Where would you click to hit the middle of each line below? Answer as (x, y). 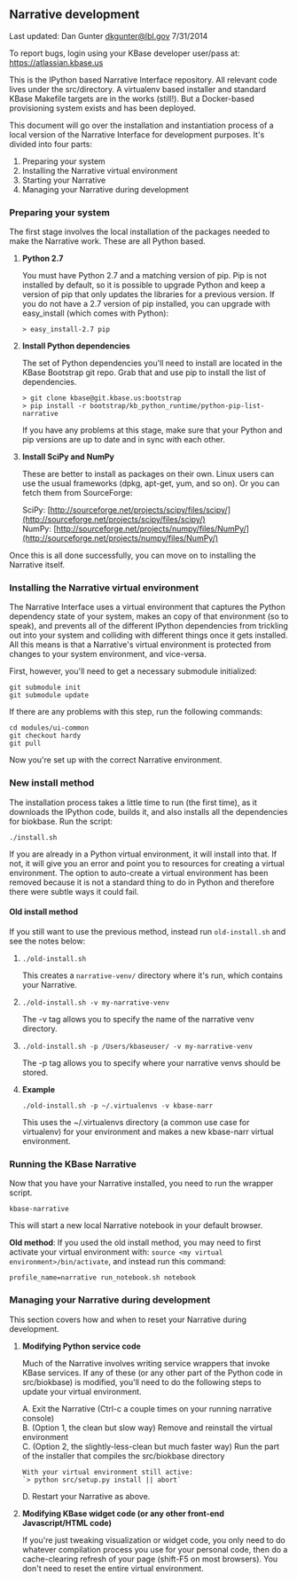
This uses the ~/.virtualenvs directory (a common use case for (136, 1122)
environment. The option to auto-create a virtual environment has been (139, 873)
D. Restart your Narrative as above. (86, 1496)
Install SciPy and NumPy (68, 457)
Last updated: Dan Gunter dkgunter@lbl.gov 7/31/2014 (109, 35)
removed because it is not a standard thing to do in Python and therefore (142, 882)
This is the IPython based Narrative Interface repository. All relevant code (143, 80)
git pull (25, 744)
